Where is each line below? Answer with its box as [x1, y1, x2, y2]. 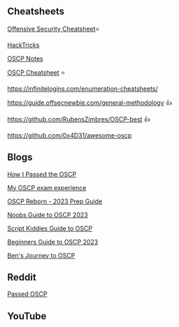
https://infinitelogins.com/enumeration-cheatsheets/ [7, 84, 159, 93]
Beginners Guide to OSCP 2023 [7, 238, 99, 246]
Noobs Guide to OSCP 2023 [7, 210, 89, 219]
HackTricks [7, 41, 40, 49]
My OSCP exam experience [7, 183, 87, 191]
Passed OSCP [7, 290, 48, 298]
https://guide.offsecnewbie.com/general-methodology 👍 [7, 98, 173, 107]
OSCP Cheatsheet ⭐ [7, 68, 66, 76]
